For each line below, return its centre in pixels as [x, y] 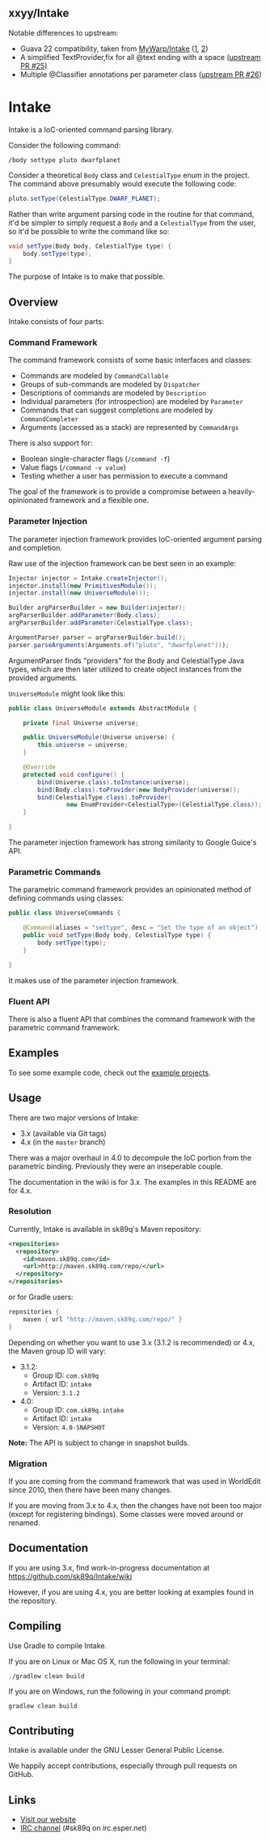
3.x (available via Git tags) [63, 1133]
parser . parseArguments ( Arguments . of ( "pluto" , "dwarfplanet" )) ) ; [119, 645]
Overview [34, 302]
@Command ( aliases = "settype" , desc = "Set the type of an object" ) [141, 928]
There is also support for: [51, 443]
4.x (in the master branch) [63, 1142]
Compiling [35, 1626]
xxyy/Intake [39, 13]
